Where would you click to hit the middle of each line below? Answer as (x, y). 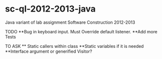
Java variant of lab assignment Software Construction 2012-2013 (70, 22)
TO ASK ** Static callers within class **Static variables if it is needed (74, 46)
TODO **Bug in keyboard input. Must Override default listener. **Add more (81, 31)
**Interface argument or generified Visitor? (49, 51)
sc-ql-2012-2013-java (50, 9)
